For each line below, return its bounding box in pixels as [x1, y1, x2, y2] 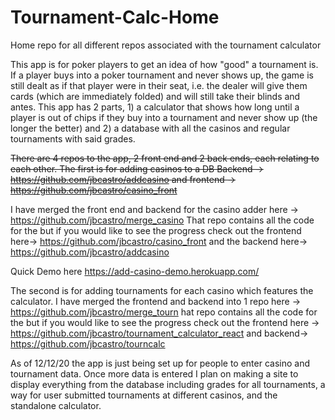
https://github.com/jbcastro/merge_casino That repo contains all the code [10, 214, 315, 226]
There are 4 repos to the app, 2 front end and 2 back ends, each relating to [10, 152, 320, 164]
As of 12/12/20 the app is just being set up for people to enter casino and [10, 357, 311, 369]
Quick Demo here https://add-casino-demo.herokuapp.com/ [10, 265, 260, 277]
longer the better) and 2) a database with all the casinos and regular [10, 122, 291, 134]
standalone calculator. [10, 399, 102, 411]
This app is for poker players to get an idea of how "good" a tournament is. [10, 58, 319, 70]
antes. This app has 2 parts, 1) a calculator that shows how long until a [10, 101, 300, 113]
